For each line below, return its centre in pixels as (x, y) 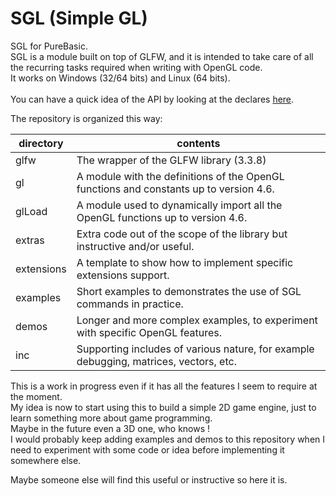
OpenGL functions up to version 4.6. (162, 217)
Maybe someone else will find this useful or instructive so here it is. (149, 479)
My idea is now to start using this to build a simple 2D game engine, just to (163, 407)
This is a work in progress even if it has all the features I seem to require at (164, 386)
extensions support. (123, 275)
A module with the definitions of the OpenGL (180, 176)
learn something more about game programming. (111, 418)
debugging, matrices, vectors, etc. (156, 361)
